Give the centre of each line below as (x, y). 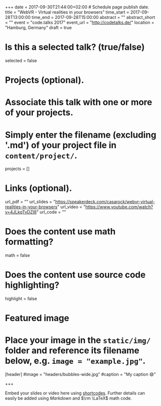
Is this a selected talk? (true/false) (75, 47)
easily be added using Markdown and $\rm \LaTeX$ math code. (68, 398)
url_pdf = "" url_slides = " (30, 202)
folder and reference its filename (72, 351)
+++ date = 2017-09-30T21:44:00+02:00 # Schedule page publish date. (77, 7)
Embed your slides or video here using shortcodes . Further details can (75, 393)
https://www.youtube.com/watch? (119, 207)
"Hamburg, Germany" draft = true (38, 28)
